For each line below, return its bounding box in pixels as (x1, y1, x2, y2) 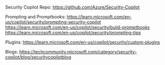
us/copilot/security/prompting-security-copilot (5, 19, 101, 25)
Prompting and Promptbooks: (5, 14, 66, 19)
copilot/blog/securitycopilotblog (5, 54, 71, 60)
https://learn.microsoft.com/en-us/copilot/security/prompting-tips (5, 30, 141, 35)
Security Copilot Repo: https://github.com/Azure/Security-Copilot (5, 4, 140, 10)
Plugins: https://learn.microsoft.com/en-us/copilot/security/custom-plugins (5, 39, 160, 45)
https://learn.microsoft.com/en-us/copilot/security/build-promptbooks (5, 24, 150, 30)
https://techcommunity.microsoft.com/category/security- (19, 49, 137, 55)
